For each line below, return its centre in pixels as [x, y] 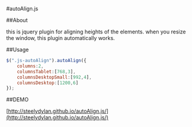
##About [17, 20]
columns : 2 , [30, 66]
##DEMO [17, 100]
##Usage [18, 49]
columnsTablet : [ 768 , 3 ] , [47, 72]
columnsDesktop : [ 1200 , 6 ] [48, 83]
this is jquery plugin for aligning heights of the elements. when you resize [96, 32]
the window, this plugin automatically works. [61, 38]
